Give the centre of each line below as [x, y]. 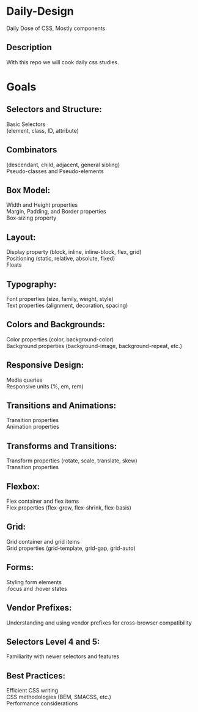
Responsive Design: [45, 365]
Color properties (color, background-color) [60, 339]
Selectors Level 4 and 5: [53, 641]
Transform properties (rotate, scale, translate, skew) [72, 461]
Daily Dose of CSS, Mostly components [56, 28]
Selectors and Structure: [54, 109]
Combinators [32, 150]
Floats [14, 265]
